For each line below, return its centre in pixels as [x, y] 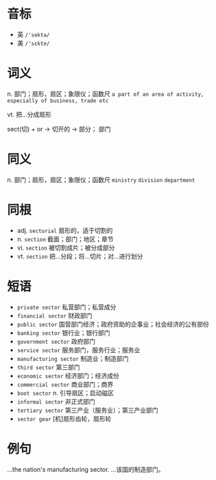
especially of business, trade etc [58, 100]
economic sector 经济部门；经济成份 [68, 375]
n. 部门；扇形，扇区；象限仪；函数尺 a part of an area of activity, [106, 94]
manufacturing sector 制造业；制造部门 [73, 358]
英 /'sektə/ [33, 34]
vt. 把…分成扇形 [29, 114]
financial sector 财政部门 [55, 315]
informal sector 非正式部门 [56, 401]
